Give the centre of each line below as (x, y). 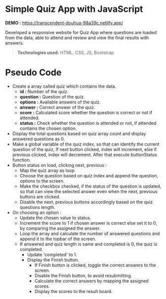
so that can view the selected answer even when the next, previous (88, 191)
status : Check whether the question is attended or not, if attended (88, 123)
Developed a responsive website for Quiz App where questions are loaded (81, 32)
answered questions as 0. (39, 139)
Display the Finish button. (53, 260)
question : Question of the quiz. (52, 97)
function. (22, 160)
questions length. (37, 207)
